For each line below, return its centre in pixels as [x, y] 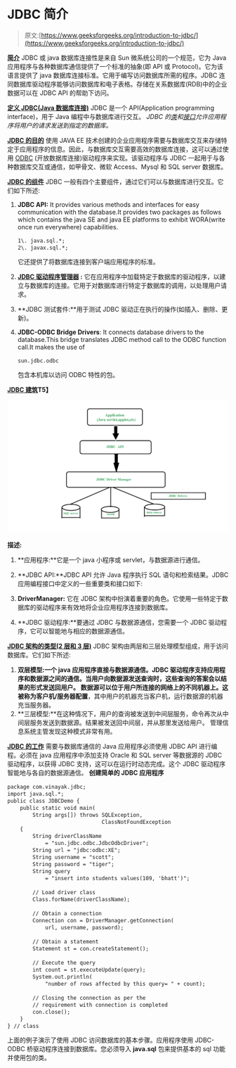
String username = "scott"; [73, 857]
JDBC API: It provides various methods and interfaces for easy [109, 204]
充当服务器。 [36, 705]
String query [52, 871]
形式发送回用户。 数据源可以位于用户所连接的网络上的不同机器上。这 [129, 687]
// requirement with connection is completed [100, 1005]
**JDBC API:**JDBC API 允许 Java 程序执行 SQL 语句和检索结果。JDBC [123, 575]
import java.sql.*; [36, 794]
